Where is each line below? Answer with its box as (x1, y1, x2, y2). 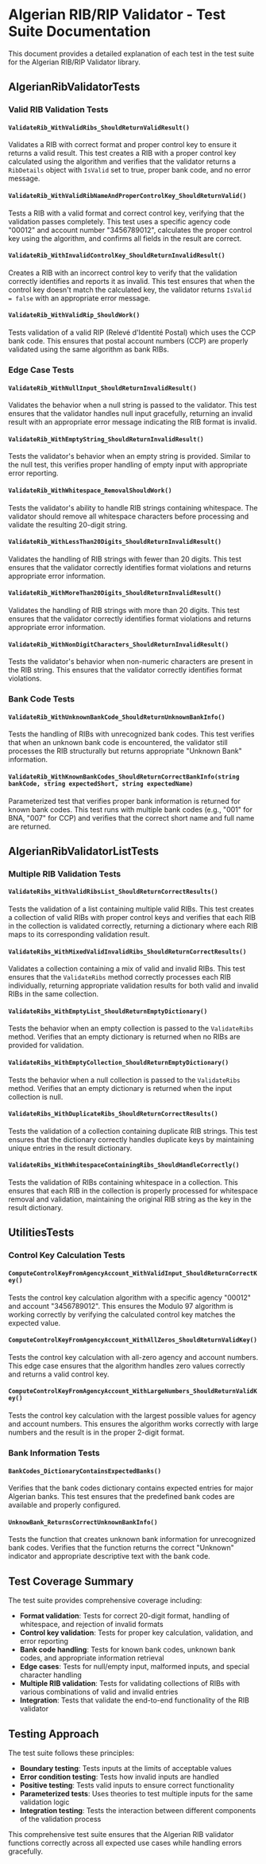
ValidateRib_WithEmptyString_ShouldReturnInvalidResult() (8, 435, 204, 443)
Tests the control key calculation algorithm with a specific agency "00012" (8, 1292, 252, 1302)
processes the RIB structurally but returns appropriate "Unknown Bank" (8, 746, 242, 756)
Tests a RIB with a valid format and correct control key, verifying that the (8, 208, 245, 218)
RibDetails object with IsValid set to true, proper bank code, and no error (8, 165, 252, 175)
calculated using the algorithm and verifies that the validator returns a (8, 157, 237, 166)
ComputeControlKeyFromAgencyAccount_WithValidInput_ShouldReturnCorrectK (8, 1269, 258, 1277)
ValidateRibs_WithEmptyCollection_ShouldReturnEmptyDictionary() (8, 1059, 229, 1067)
